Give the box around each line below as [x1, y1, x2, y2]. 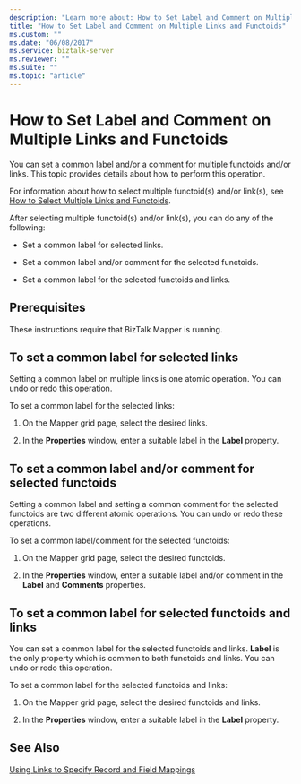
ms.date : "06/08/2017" [9, 38, 94, 47]
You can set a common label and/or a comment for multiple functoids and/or [9, 159, 291, 169]
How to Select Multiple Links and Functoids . [9, 194, 172, 206]
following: [9, 221, 46, 233]
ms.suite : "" [9, 64, 58, 73]
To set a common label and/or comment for [9, 461, 255, 476]
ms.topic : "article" [9, 72, 87, 81]
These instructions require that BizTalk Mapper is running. [9, 323, 223, 334]
